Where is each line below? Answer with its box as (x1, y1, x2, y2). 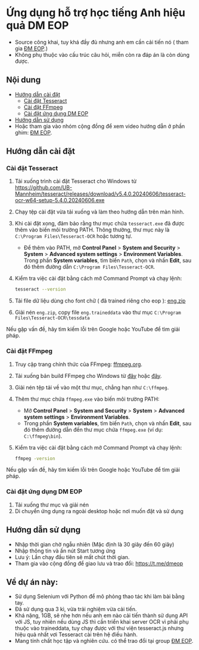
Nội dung (6, 75, 41, 85)
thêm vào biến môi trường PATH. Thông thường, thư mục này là (14, 226, 170, 233)
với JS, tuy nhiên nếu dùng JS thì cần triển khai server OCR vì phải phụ (14, 618, 189, 625)
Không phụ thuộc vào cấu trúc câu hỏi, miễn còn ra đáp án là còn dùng (14, 51, 189, 58)
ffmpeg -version (14, 455, 55, 462)
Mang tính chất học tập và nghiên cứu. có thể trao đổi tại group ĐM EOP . (14, 637, 194, 645)
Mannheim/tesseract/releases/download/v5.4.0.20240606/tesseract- (14, 190, 186, 197)
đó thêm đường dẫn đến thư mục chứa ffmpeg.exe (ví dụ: (23, 426, 163, 433)
